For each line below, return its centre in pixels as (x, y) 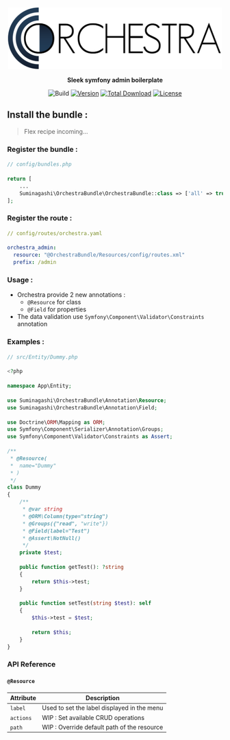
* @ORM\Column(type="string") (65, 516)
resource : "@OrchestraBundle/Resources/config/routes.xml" (99, 255)
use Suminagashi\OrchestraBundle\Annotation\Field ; (82, 407)
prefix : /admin (35, 262)
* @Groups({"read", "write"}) (65, 524)
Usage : (20, 280)
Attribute (23, 698)
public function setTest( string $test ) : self (86, 603)
